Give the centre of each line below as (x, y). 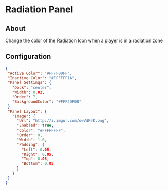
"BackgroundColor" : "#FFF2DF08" (47, 102)
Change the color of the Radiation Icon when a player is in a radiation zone (84, 40)
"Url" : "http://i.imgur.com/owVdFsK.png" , (63, 121)
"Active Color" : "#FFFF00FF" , (40, 73)
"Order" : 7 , (25, 97)
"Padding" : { (31, 144)
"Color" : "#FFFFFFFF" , (41, 131)
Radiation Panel (39, 9)
